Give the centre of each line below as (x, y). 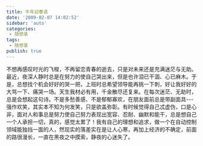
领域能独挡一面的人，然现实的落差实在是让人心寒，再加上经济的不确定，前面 (101, 129)
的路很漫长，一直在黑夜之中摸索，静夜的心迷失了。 (70, 137)
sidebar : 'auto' (27, 23)
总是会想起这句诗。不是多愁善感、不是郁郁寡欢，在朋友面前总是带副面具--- (100, 99)
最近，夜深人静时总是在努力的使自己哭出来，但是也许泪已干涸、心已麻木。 (99, 77)
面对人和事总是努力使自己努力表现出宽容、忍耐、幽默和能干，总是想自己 (107, 114)
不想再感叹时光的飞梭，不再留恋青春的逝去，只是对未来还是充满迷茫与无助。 (101, 69)
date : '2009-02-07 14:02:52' (43, 17)
